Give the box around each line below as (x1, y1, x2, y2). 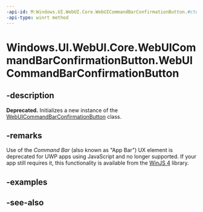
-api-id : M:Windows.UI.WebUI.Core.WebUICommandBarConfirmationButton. (6, 8, 188, 15)
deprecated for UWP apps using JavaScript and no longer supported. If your (6, 153, 196, 161)
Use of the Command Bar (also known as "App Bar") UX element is (6, 147, 173, 154)
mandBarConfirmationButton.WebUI (6, 53, 193, 67)
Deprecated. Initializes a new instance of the (6, 107, 118, 114)
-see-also (6, 197, 44, 208)
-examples (6, 177, 48, 187)
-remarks (6, 130, 42, 141)
